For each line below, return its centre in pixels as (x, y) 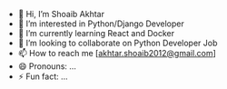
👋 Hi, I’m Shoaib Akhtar (61, 14)
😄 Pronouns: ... (47, 66)
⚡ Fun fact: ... (43, 76)
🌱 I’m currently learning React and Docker (96, 33)
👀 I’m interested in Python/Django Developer (101, 24)
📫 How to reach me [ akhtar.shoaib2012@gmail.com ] (117, 53)
